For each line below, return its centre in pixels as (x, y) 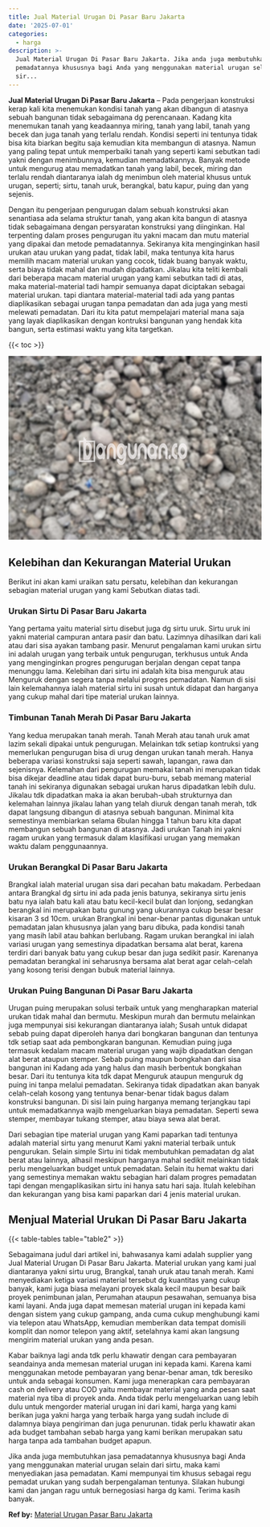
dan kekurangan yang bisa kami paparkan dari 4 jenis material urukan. (125, 1194)
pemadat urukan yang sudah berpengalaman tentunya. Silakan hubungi (127, 1482)
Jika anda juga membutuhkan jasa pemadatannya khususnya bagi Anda (127, 1456)
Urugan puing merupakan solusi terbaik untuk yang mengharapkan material (133, 1008)
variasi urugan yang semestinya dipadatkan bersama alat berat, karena (126, 944)
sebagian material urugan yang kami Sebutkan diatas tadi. (104, 590)
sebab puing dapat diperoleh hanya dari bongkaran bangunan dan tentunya (133, 1034)
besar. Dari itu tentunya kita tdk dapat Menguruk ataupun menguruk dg (126, 1076)
